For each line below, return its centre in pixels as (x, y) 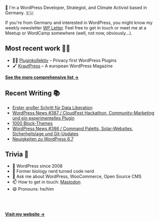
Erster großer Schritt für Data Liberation (52, 108)
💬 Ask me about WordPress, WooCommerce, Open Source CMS (77, 176)
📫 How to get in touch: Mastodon (46, 182)
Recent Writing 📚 (33, 93)
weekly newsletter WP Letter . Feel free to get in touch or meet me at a (76, 28)
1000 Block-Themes (32, 123)
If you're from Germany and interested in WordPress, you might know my (79, 23)
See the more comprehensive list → (42, 77)
